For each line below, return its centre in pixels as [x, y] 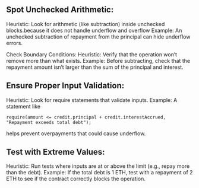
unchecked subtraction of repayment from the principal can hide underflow [98, 36]
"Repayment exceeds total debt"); [49, 122]
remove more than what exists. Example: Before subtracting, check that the [98, 60]
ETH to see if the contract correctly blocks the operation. [76, 179]
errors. [14, 43]
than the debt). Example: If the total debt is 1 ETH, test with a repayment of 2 [99, 173]
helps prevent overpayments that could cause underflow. [76, 133]
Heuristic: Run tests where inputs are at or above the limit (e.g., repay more [98, 166]
